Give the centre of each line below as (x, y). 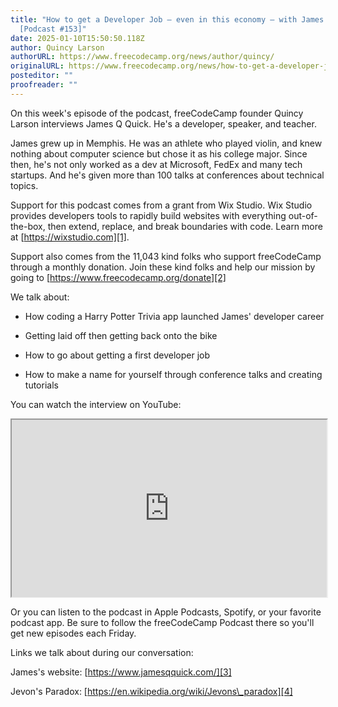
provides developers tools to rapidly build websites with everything (148, 215)
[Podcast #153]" (53, 29)
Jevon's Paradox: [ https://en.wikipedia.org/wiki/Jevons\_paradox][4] (151, 692)
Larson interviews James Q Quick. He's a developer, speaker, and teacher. (163, 123)
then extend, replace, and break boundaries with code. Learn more (185, 226)
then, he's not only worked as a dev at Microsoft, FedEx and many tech (156, 164)
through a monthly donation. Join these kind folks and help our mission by (163, 267)
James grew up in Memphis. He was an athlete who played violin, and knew (166, 143)
